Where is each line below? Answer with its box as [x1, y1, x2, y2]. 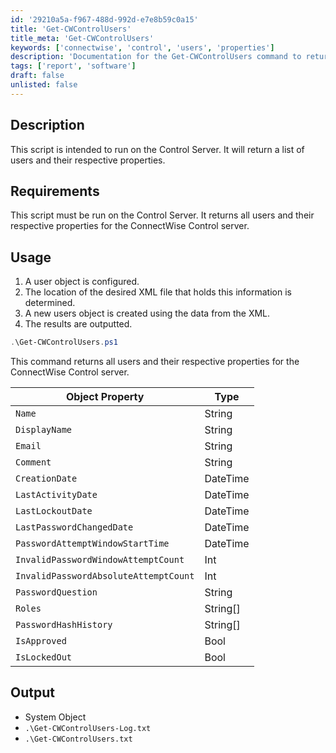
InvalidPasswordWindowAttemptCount [15, 554, 185, 566]
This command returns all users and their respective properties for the [10, 356, 300, 368]
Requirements [10, 182, 100, 200]
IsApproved [15, 636, 67, 647]
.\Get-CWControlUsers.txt [24, 734, 133, 744]
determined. [24, 297, 76, 309]
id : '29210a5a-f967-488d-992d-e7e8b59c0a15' [10, 14, 199, 25]
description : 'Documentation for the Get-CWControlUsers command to [10, 52, 302, 62]
